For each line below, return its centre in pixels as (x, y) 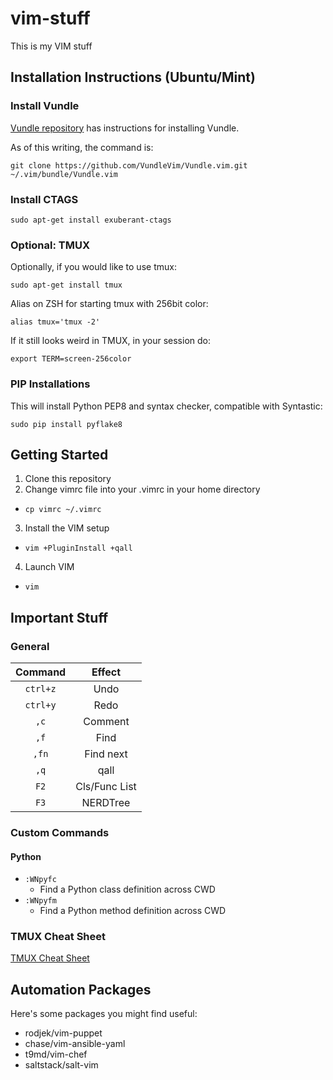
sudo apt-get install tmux (66, 285)
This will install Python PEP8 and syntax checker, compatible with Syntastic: (166, 406)
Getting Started (59, 454)
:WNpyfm (40, 901)
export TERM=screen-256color (71, 359)
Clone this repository (68, 479)
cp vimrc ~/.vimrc (63, 510)
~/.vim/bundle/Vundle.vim (64, 174)
